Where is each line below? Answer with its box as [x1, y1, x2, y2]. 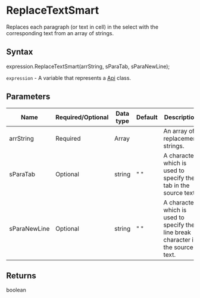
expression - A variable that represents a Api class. [6, 74, 132, 81]
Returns [6, 271, 37, 281]
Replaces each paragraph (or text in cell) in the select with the [6, 23, 159, 30]
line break [163, 228, 192, 236]
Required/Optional [55, 113, 109, 121]
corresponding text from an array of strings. [6, 29, 114, 36]
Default [136, 113, 158, 121]
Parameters [6, 92, 51, 102]
